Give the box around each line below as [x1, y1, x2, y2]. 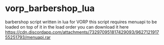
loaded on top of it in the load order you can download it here [5, 24, 129, 30]
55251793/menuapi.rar [5, 34, 51, 40]
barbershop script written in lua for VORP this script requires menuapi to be [5, 19, 157, 25]
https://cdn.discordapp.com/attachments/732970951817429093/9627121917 [5, 29, 159, 35]
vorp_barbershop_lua [5, 3, 95, 14]
